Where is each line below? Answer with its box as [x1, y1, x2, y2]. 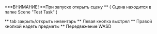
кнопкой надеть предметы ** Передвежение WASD [4, 23, 112, 29]
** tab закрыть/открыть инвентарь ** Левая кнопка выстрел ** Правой [4, 19, 152, 24]
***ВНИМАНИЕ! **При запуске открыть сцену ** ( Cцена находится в [4, 4, 152, 10]
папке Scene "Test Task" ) [4, 9, 58, 15]
